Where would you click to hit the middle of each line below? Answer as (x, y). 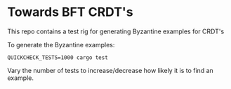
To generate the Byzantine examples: (61, 44)
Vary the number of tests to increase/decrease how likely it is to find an (111, 70)
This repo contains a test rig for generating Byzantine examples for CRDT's (116, 31)
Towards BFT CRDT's (70, 12)
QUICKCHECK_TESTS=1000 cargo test (58, 57)
